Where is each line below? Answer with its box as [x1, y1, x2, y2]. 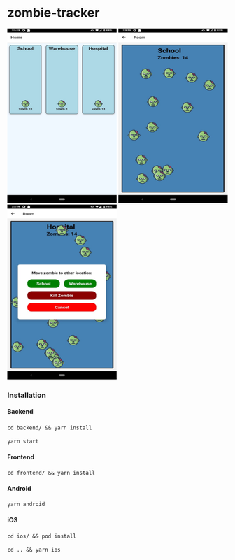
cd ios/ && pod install [7, 533, 77, 540]
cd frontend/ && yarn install [7, 470, 96, 477]
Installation [7, 390, 47, 400]
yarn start [7, 438, 39, 445]
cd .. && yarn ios [7, 546, 61, 553]
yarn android [7, 501, 45, 508]
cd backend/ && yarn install [7, 424, 92, 431]
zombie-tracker [7, 5, 100, 21]
